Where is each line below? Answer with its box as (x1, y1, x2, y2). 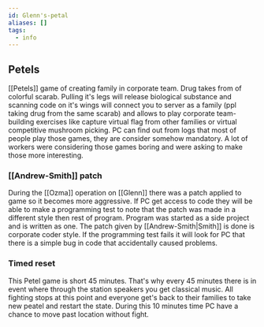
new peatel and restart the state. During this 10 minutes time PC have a (8, 301, 239, 310)
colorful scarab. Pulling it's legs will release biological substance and (8, 92, 232, 102)
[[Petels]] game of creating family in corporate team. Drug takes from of (8, 84, 242, 93)
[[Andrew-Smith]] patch (8, 170, 102, 181)
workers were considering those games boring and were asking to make (8, 143, 243, 152)
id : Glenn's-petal (8, 11, 69, 20)
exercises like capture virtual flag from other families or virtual (35, 117, 238, 127)
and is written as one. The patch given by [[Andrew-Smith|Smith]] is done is (8, 221, 255, 231)
